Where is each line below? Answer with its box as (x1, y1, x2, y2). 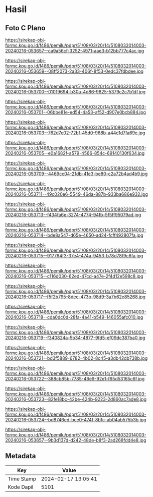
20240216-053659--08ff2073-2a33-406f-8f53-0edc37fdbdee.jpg (5, 68, 144, 74)
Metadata (5, 452, 36, 460)
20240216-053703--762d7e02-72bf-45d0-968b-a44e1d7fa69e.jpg (5, 130, 145, 136)
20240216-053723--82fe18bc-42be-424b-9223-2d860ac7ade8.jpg (5, 396, 147, 402)
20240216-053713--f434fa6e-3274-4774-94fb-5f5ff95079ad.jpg (5, 212, 141, 217)
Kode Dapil (8, 483, 34, 490)
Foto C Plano (5, 24, 46, 32)
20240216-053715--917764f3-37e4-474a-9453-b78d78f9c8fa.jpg (5, 253, 143, 258)
